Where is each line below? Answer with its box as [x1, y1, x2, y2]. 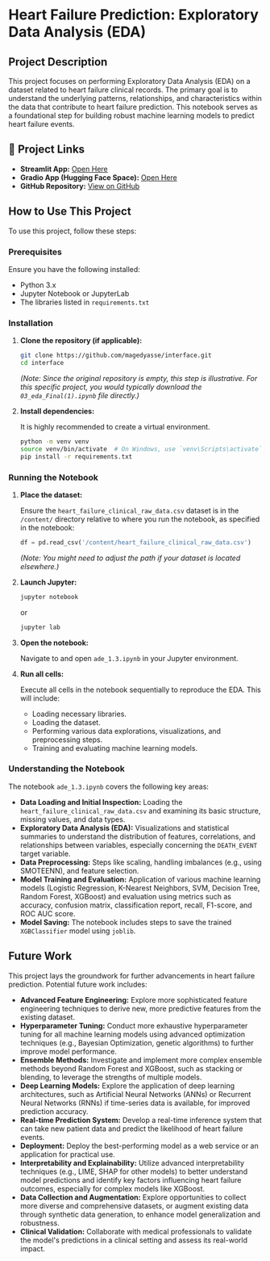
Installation [8, 317, 54, 329]
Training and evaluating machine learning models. [31, 743, 198, 752]
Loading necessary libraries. [31, 709, 127, 718]
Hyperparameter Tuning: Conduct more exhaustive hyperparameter [19, 1020, 248, 1030]
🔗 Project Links [8, 143, 85, 157]
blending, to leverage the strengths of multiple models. [19, 1072, 202, 1082]
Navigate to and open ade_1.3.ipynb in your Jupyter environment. [19, 653, 239, 663]
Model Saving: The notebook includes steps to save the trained [19, 917, 232, 927]
